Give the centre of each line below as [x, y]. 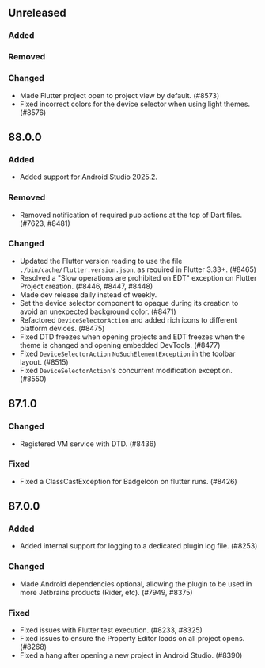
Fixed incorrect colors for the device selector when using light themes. [135, 104]
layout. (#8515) [44, 362]
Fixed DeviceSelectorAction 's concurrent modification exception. [126, 370]
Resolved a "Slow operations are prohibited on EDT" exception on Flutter [138, 277]
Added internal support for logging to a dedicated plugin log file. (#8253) [138, 546]
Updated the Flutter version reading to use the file [101, 261]
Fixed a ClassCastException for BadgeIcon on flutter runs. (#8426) [128, 481]
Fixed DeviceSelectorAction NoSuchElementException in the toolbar [127, 353]
